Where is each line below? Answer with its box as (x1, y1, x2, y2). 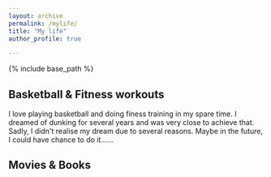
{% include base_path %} (8, 64, 94, 74)
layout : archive (8, 11, 63, 20)
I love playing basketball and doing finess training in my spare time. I (8, 109, 237, 119)
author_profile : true (8, 34, 82, 43)
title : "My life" (8, 27, 67, 35)
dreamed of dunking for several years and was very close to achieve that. (8, 118, 255, 127)
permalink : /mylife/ (8, 19, 79, 28)
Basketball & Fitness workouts (8, 87, 165, 101)
